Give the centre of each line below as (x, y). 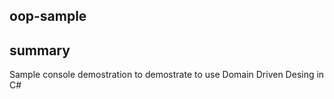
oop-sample (48, 16)
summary (40, 50)
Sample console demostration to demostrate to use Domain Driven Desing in (167, 75)
